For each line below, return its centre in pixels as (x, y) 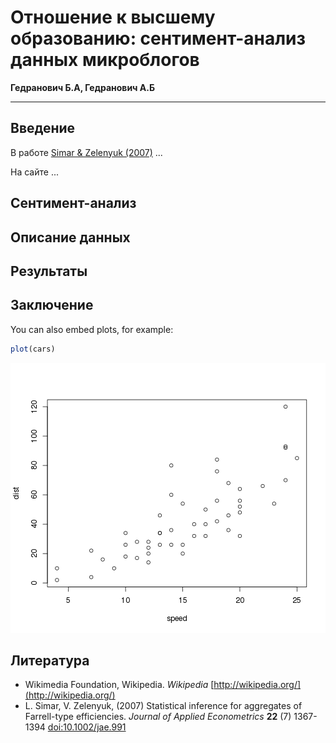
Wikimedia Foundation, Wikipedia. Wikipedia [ (119, 685)
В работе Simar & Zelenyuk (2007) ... (86, 152)
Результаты (49, 271)
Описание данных (70, 237)
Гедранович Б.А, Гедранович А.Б (83, 87)
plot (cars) (33, 349)
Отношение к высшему (113, 17)
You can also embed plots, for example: (92, 329)
